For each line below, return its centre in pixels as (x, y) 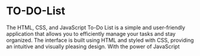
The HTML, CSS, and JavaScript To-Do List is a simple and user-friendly (96, 27)
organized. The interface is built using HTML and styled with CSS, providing (100, 40)
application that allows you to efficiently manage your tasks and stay (91, 33)
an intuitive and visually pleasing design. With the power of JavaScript (93, 46)
